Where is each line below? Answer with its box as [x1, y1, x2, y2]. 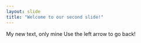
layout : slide [6, 8, 41, 15]
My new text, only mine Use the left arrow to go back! [6, 30, 136, 37]
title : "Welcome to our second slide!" [6, 14, 104, 20]
